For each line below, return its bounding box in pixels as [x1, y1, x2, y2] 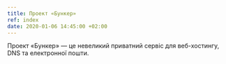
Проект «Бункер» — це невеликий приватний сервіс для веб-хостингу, [7, 42, 220, 50]
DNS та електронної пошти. [7, 49, 89, 57]
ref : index [7, 17, 39, 23]
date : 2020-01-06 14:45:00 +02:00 [7, 23, 108, 30]
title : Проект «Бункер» [7, 10, 77, 17]
